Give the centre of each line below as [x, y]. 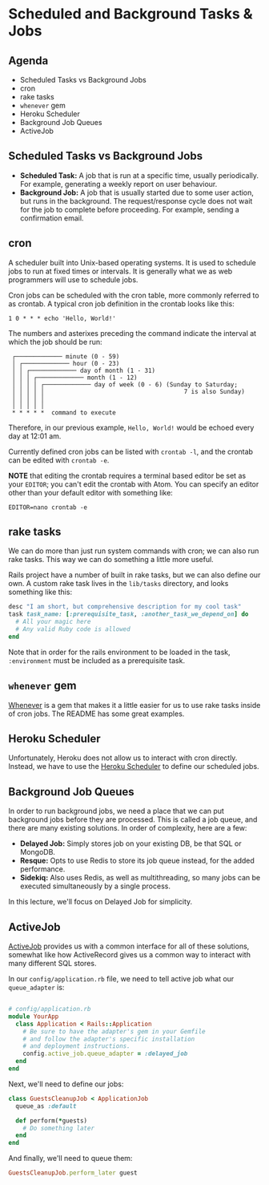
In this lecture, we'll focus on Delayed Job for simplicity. [100, 902]
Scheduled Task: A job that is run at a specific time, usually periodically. [139, 175]
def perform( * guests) [52, 1120]
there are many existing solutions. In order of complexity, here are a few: [128, 828]
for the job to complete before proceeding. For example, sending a [130, 209]
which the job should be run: [55, 342]
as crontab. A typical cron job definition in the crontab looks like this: [121, 303]
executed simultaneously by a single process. [95, 886]
